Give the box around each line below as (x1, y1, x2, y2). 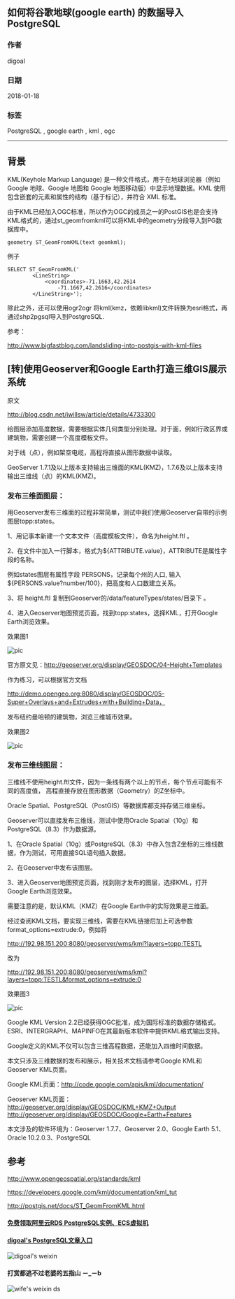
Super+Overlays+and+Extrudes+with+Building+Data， (7, 698, 166, 706)
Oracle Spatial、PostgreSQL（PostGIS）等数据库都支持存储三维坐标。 (7, 801, 210, 810)
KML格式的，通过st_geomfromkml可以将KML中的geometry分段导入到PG (7, 216, 216, 225)
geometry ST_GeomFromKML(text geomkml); (7, 239, 127, 246)
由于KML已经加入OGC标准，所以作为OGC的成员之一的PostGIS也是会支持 (7, 208, 218, 216)
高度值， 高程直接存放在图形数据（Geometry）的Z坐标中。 (19, 786, 189, 795)
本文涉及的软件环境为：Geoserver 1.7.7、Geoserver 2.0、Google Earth (7, 1124, 210, 1133)
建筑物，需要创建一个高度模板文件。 (7, 433, 112, 442)
